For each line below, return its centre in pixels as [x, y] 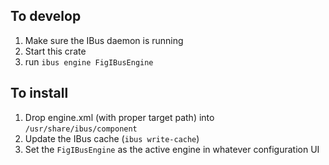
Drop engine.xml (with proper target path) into [119, 117]
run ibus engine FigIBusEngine [89, 61]
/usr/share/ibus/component [81, 129]
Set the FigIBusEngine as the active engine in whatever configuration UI [172, 149]
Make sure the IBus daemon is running [104, 40]
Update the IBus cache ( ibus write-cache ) [112, 138]
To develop [46, 16]
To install [39, 93]
